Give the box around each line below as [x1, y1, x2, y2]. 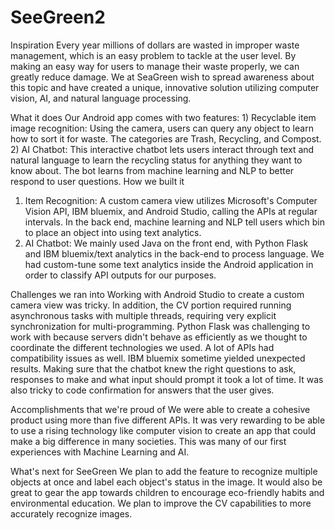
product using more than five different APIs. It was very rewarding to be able [10, 414, 326, 426]
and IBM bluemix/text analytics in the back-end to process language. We [24, 247, 325, 260]
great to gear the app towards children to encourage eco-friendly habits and [10, 486, 325, 498]
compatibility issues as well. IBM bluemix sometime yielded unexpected [10, 352, 306, 364]
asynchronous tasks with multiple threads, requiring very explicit [10, 309, 277, 321]
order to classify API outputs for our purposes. [24, 269, 217, 281]
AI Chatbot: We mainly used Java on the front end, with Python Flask [24, 237, 309, 249]
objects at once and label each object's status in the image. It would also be [10, 476, 323, 488]
